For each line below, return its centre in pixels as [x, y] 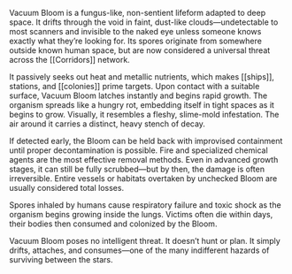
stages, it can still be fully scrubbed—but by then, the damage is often [137, 169]
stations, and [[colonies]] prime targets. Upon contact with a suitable [134, 86]
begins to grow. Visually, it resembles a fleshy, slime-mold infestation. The [144, 114]
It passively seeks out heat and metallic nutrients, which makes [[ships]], [142, 77]
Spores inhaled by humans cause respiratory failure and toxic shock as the [145, 205]
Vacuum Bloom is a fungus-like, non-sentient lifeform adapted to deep [138, 13]
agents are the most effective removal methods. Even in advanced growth [144, 160]
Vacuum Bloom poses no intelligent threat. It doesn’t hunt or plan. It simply [145, 241]
